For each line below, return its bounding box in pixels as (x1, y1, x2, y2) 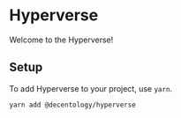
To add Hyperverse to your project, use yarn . (9, 83, 173, 93)
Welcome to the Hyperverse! (9, 34, 114, 45)
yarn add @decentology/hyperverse (9, 100, 137, 109)
